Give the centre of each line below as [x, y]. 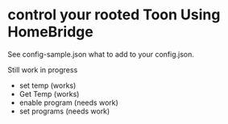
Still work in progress [43, 69]
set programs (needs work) [64, 111]
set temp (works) [48, 85]
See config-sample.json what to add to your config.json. [101, 54]
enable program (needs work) [68, 102]
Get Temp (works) [49, 93]
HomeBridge [50, 32]
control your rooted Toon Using [114, 15]
